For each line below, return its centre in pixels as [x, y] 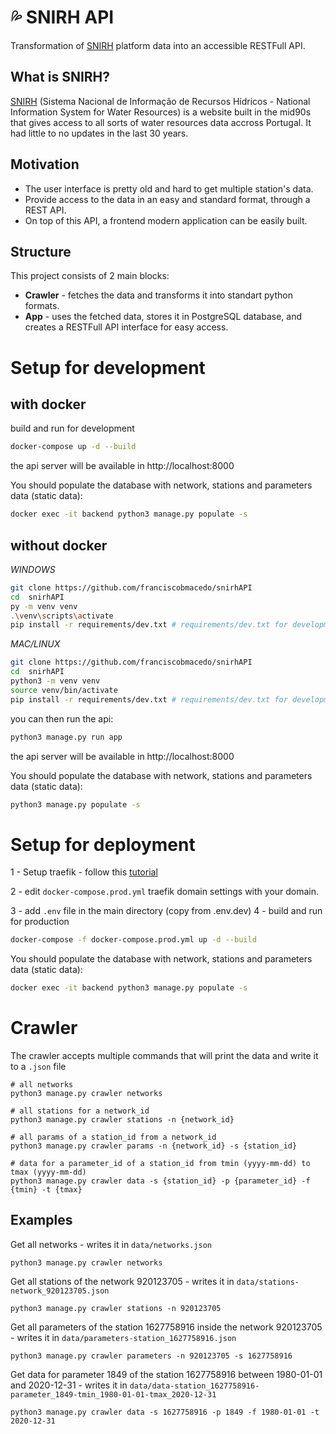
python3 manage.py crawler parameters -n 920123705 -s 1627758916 [151, 1356]
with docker [48, 404]
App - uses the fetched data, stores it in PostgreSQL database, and [163, 317]
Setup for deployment [103, 844]
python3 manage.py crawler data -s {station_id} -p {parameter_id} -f [160, 1181]
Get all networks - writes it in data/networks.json [111, 1244]
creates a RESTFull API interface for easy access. [126, 327]
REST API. [45, 210]
